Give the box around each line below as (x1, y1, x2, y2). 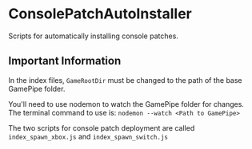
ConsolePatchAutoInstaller (8, 5, 192, 23)
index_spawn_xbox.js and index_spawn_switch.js (8, 131, 168, 141)
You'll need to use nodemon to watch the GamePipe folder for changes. (8, 99, 244, 108)
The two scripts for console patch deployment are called (8, 123, 195, 132)
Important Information (8, 54, 122, 68)
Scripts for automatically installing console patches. (8, 31, 178, 41)
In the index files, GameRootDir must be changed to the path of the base (8, 75, 242, 84)
